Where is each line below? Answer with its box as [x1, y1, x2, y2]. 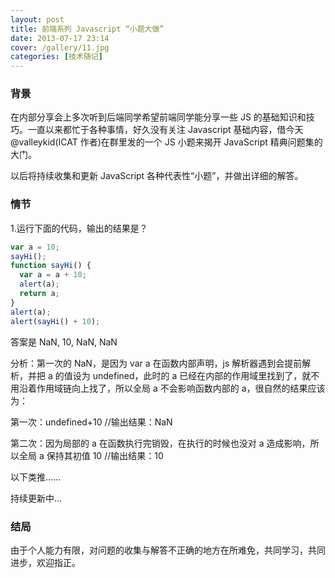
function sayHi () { [10, 261, 92, 271]
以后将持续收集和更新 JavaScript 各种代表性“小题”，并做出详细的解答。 [10, 170, 304, 182]
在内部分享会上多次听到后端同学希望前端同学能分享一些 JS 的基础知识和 [10, 111, 307, 123]
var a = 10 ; [10, 242, 60, 252]
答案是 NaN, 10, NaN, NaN [10, 336, 118, 348]
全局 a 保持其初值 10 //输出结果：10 [18, 449, 164, 461]
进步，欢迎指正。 [10, 556, 81, 568]
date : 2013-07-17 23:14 [10, 33, 110, 43]
